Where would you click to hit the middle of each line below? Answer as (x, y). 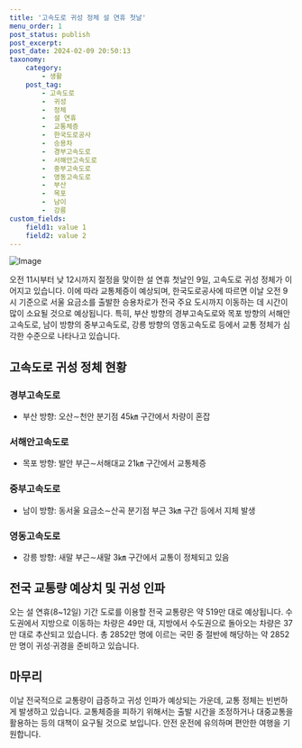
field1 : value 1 (56, 227)
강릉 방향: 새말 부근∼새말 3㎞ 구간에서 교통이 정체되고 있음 (126, 557)
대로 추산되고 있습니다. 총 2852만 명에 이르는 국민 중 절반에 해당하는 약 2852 (154, 634)
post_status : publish (50, 34)
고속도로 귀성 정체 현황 (69, 367)
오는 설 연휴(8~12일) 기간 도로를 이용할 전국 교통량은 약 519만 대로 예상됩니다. (146, 611)
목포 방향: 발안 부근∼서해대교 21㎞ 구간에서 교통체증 (114, 463)
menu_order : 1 (36, 26)
